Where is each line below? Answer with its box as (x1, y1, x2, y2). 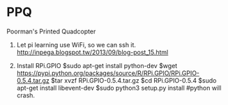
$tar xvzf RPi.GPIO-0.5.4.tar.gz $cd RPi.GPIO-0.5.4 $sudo (50, 76, 217, 84)
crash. (16, 91, 36, 99)
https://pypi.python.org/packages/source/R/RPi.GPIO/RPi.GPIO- (16, 69, 200, 77)
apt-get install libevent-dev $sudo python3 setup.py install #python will (16, 83, 222, 92)
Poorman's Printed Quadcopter (6, 27, 96, 35)
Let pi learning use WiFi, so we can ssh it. (16, 40, 137, 49)
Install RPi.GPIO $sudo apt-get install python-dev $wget (16, 61, 178, 70)
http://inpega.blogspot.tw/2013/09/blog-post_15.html (16, 48, 169, 56)
